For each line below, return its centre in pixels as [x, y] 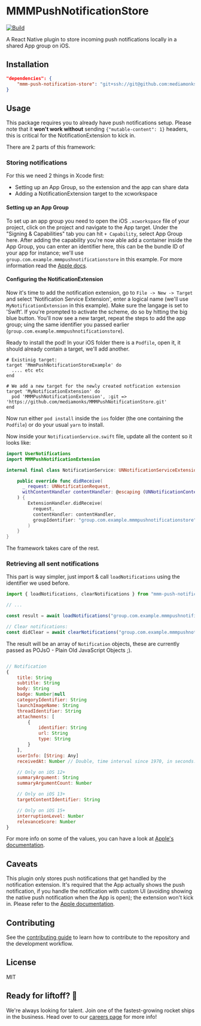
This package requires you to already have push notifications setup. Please [99, 123]
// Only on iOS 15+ [41, 810]
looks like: [19, 442]
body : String [33, 689]
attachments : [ [36, 717]
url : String [53, 734]
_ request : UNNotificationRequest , [66, 487]
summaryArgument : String [48, 778]
